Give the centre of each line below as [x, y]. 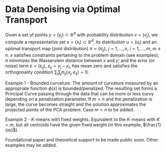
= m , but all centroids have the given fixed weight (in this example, [74, 125]
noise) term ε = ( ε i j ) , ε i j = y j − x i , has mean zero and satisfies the [71, 66]
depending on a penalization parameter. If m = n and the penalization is [79, 99]
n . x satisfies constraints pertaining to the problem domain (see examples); [82, 55]
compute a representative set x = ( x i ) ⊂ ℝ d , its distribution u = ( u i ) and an [81, 42]
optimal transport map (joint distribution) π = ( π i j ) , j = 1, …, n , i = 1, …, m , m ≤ [83, 49]
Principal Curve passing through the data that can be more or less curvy [79, 94]
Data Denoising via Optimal [63, 9]
